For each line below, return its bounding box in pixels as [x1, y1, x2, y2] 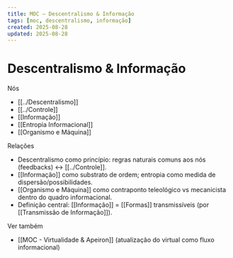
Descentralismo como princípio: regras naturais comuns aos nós [17, 155, 206, 164]
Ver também [7, 222, 44, 230]
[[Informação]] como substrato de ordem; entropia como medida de [17, 171, 216, 179]
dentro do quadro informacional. [17, 193, 113, 202]
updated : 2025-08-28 [7, 30, 69, 38]
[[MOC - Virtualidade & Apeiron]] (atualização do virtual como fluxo [17, 235, 215, 245]
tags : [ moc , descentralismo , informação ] [7, 17, 132, 24]
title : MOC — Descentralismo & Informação [7, 10, 135, 18]
